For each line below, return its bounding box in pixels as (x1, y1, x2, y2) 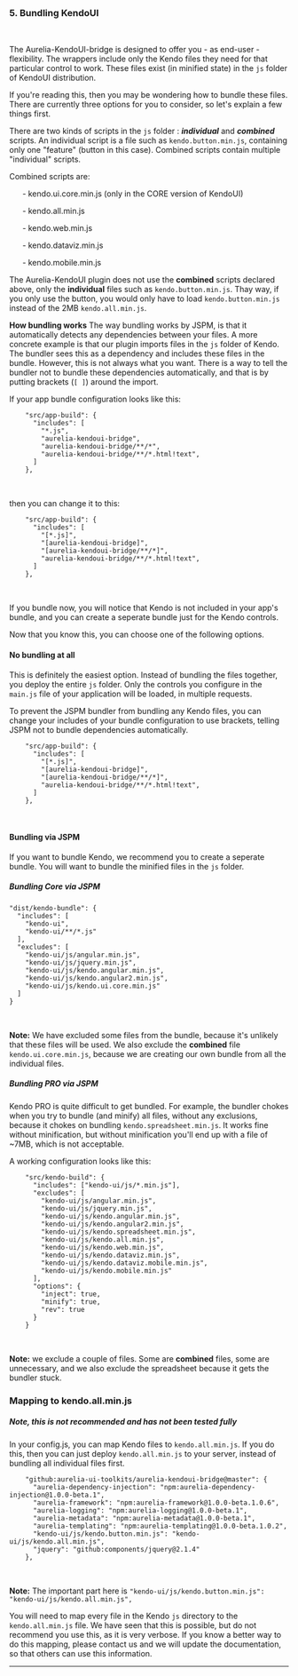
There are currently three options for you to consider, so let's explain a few (9, 99, 282, 110)
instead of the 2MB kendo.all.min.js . (9, 303, 147, 314)
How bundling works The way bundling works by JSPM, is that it (9, 320, 247, 330)
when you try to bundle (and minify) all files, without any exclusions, (9, 1110, 258, 1121)
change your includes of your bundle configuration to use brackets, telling (9, 715, 280, 726)
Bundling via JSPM (9, 832, 81, 843)
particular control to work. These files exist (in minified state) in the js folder (9, 63, 288, 74)
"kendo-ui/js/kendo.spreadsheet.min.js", (41, 1227, 197, 1236)
